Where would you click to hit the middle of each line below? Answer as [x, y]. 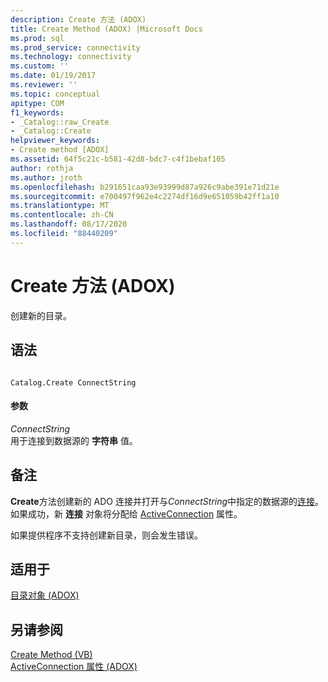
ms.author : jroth [46, 177]
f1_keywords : [37, 112]
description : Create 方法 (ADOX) [78, 19]
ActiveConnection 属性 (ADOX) [74, 667]
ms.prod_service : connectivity [75, 47]
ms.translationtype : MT [60, 206]
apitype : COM [37, 103]
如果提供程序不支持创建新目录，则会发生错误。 [106, 535]
